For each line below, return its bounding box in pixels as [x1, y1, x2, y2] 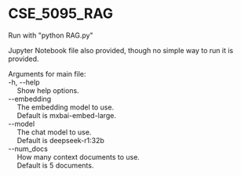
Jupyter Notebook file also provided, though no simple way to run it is [8, 45, 234, 55]
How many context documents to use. [16, 152, 140, 161]
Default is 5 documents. [16, 160, 94, 170]
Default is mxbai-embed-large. [16, 110, 116, 120]
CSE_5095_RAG [8, 5, 114, 23]
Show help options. [16, 85, 80, 95]
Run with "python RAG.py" [8, 31, 93, 40]
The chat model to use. [16, 127, 92, 137]
